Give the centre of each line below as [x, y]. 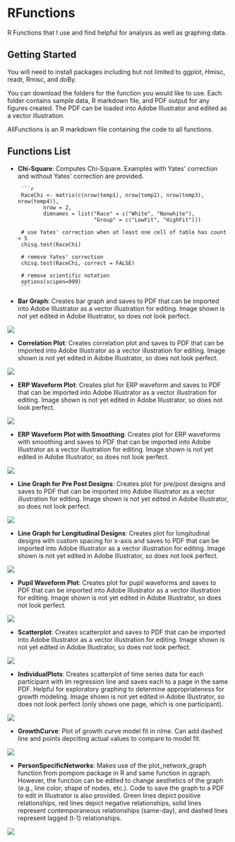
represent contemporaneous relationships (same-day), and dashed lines [122, 810]
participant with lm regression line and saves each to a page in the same [122, 681]
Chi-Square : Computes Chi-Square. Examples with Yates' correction [117, 168]
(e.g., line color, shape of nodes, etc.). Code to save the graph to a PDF [121, 788]
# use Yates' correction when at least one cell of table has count [124, 232]
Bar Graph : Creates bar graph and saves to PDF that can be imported [118, 301]
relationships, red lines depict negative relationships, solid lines [109, 802]
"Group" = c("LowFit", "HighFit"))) [147, 220]
